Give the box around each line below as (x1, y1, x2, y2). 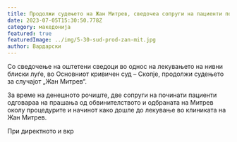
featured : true (7, 30, 52, 37)
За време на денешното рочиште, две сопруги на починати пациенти (7, 91, 217, 99)
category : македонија (7, 23, 71, 30)
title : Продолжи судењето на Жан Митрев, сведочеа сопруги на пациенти (7, 10, 222, 18)
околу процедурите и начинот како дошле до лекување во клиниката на (7, 106, 226, 114)
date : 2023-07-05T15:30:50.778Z (7, 17, 102, 24)
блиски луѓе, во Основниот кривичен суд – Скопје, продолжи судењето (7, 70, 224, 78)
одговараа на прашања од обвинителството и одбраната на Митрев (7, 98, 214, 106)
